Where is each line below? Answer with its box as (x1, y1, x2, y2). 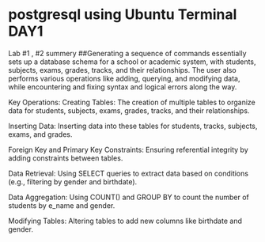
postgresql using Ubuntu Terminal (8, 6, 237, 24)
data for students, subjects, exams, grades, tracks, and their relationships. (8, 105, 250, 115)
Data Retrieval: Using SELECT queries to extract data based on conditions (8, 168, 249, 178)
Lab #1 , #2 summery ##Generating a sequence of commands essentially (8, 48, 247, 58)
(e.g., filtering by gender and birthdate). (8, 176, 138, 187)
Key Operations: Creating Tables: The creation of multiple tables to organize (8, 97, 256, 107)
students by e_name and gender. (8, 200, 115, 210)
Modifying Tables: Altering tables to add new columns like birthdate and (8, 216, 243, 225)
